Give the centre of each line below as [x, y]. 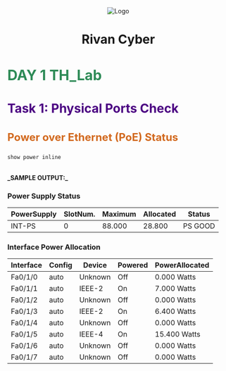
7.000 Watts [175, 289]
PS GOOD [199, 226]
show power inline [34, 157]
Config [61, 265]
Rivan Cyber [118, 40]
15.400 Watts [177, 334]
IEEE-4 [91, 334]
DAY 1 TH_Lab [55, 75]
